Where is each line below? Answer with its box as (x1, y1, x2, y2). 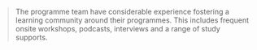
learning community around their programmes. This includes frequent (15, 15, 250, 25)
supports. (15, 32, 48, 42)
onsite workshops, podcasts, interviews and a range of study (15, 24, 220, 33)
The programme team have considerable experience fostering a (15, 7, 229, 16)
